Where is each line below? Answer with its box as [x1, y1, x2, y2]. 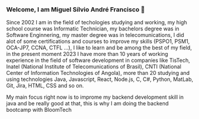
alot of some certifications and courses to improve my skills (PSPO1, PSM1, [6, 38, 190, 45]
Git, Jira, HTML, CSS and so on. [6, 82, 85, 89]
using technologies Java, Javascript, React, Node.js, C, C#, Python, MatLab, [6, 76, 194, 83]
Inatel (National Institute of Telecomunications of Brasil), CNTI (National [6, 63, 182, 70]
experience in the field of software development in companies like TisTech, [6, 57, 191, 64]
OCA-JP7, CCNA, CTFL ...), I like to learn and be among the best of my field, [6, 44, 192, 51]
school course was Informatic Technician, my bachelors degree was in [6, 25, 180, 32]
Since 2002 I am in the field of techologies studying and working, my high [6, 19, 188, 26]
